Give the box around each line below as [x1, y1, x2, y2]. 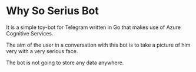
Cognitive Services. [6, 30, 54, 37]
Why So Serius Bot [6, 4, 99, 18]
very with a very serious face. [6, 47, 78, 54]
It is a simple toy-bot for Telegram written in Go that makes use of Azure [6, 24, 181, 31]
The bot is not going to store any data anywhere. [6, 59, 124, 66]
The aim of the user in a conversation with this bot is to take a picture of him [6, 41, 191, 48]
